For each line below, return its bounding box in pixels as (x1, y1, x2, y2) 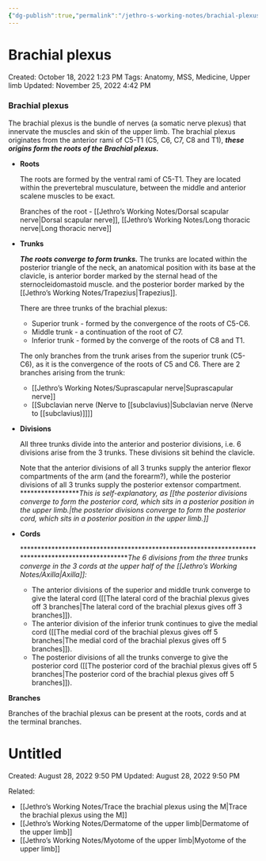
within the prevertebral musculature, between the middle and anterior (19, 183, 247, 192)
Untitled (8, 745, 63, 763)
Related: (8, 786, 36, 796)
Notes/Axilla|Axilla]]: (19, 569, 87, 579)
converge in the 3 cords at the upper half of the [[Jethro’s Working (19, 561, 237, 571)
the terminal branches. (8, 717, 82, 726)
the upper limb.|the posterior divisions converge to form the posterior (19, 505, 246, 514)
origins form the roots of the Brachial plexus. (8, 144, 160, 153)
